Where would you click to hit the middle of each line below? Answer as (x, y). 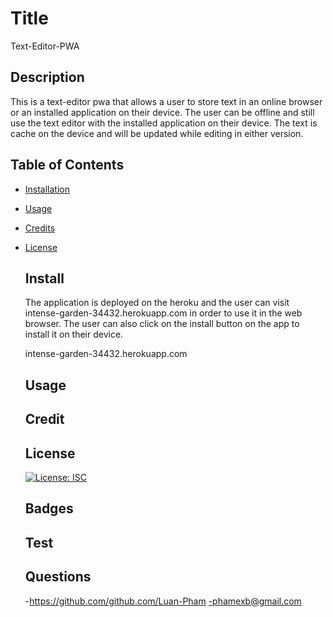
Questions (58, 577)
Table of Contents (67, 165)
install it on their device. (74, 334)
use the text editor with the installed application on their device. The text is (164, 123)
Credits (40, 228)
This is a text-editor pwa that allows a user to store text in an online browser (166, 101)
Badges (49, 508)
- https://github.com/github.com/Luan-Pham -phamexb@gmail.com (163, 601)
